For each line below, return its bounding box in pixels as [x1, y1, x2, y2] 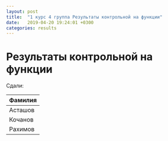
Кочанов [9, 116, 34, 124]
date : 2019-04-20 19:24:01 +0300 [6, 19, 94, 25]
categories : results [6, 25, 57, 31]
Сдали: [6, 82, 24, 89]
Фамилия [9, 96, 37, 105]
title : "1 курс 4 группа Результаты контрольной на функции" [6, 14, 163, 20]
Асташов [9, 106, 35, 115]
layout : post [6, 8, 38, 15]
